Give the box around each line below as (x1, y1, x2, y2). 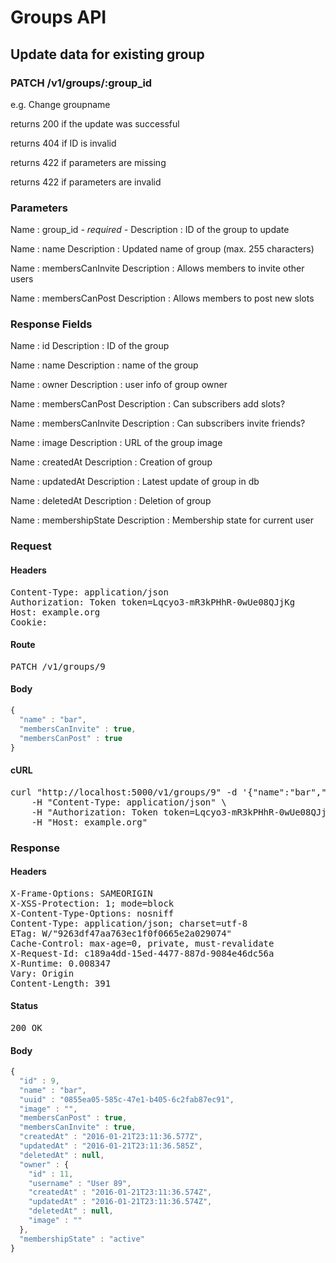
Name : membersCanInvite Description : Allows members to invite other (10, 262, 305, 275)
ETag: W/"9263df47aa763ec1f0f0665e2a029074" (10, 927, 233, 939)
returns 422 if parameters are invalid (10, 176, 162, 188)
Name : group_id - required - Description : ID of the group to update (10, 224, 290, 236)
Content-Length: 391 (10, 977, 112, 989)
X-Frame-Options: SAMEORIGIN (10, 887, 153, 899)
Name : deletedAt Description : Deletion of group (10, 495, 212, 507)
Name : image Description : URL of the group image (10, 437, 223, 449)
